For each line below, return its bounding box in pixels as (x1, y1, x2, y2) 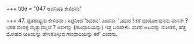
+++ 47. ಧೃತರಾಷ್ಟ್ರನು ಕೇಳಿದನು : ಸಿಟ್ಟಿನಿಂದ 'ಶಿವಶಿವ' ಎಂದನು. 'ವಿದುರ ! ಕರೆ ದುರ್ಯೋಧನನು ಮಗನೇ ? (6, 17, 189, 24)
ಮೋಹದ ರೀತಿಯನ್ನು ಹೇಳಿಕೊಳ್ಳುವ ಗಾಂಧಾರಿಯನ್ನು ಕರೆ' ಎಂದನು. (6, 30, 118, 37)
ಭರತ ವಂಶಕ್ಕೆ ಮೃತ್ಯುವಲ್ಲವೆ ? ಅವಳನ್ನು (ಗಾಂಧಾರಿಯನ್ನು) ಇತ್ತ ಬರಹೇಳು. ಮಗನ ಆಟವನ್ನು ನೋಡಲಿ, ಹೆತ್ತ (6, 24, 186, 30)
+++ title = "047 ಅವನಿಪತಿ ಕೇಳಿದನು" (6, 5, 82, 12)
